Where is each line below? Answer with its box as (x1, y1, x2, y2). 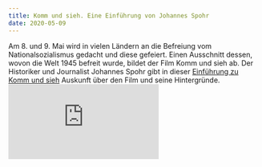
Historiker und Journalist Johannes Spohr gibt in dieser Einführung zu (8, 66, 239, 76)
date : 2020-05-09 (8, 19, 67, 27)
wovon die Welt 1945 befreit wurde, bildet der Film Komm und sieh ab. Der (8, 58, 254, 68)
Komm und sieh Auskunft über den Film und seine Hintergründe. (8, 75, 220, 85)
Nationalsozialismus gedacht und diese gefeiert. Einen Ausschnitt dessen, (8, 50, 253, 59)
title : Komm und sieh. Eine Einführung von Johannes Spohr (8, 11, 210, 20)
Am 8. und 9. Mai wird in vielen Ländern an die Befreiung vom (8, 41, 212, 50)
